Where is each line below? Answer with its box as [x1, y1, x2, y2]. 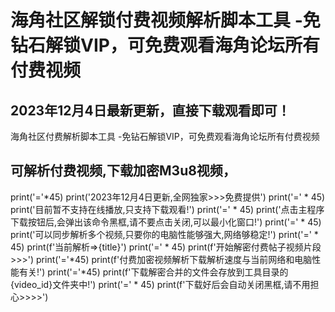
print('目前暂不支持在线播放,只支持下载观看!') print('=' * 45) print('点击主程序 [10, 203, 325, 215]
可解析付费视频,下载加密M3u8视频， [10, 162, 237, 180]
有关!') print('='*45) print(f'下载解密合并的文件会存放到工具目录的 [18, 266, 289, 278]
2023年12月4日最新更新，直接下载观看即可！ [10, 102, 291, 119]
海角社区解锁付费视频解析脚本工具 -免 [10, 9, 321, 32]
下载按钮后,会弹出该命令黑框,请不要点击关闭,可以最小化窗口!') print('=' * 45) [10, 216, 322, 228]
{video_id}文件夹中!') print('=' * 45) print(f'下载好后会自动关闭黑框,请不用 [10, 278, 311, 290]
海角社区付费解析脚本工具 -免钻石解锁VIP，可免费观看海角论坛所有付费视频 [10, 131, 320, 142]
